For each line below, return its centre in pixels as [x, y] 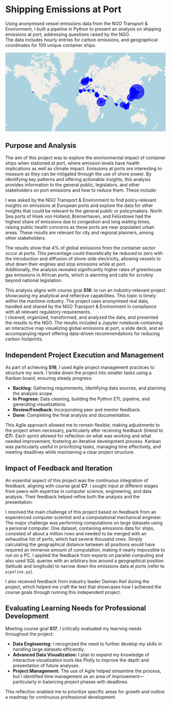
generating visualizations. [40, 404]
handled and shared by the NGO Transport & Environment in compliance [81, 306]
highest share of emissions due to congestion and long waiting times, [78, 222]
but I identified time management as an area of [62, 676]
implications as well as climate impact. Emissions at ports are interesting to [83, 169]
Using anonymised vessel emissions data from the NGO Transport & [77, 23]
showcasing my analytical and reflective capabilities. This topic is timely [81, 296]
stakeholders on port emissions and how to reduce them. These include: [81, 190]
